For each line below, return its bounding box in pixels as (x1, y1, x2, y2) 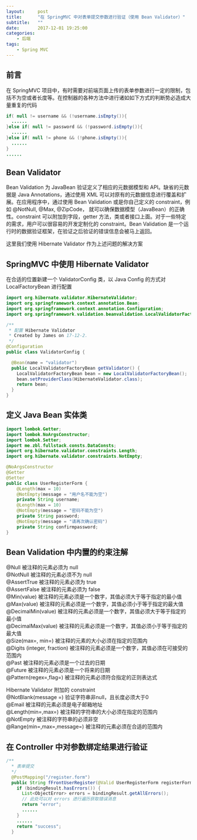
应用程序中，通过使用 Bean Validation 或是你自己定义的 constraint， (21, 198, 186, 205)
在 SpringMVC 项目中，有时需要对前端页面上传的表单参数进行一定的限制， (6, 86, 186, 94)
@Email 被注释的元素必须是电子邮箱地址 (6, 701, 103, 708)
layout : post (6, 8, 49, 15)
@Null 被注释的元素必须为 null (6, 564, 79, 571)
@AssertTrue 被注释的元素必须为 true (6, 579, 97, 586)
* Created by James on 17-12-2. (8, 333, 88, 339)
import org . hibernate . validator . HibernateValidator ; (6, 295, 138, 301)
